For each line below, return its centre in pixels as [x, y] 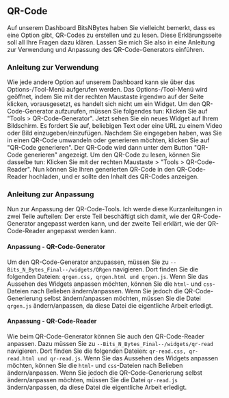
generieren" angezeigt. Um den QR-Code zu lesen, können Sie [112, 155]
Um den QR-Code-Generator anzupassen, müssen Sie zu [88, 262]
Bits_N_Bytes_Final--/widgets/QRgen [59, 269]
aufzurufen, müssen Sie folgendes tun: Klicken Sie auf [131, 111]
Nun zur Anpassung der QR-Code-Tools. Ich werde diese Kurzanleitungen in [114, 209]
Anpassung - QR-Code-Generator [56, 247]
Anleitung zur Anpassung [51, 194]
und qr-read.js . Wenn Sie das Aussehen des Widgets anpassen [128, 358]
